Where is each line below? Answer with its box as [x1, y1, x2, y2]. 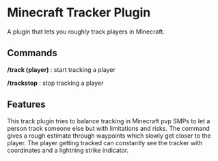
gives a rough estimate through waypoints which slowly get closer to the [7, 132, 211, 140]
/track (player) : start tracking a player [7, 65, 116, 73]
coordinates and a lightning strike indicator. [7, 146, 129, 154]
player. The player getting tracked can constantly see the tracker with [7, 138, 203, 147]
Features [7, 99, 46, 110]
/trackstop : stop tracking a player [7, 79, 104, 87]
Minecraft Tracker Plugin [7, 5, 151, 21]
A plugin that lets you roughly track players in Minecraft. [7, 27, 165, 36]
